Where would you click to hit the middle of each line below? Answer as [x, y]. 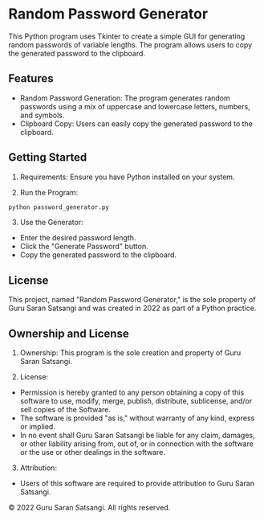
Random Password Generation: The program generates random [125, 98]
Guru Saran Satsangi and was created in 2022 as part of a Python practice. [132, 308]
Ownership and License [69, 333]
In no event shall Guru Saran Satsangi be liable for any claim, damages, [137, 436]
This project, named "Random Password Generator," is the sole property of [132, 300]
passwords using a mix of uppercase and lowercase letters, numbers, [135, 106]
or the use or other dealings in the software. [93, 452]
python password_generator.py [59, 207]
